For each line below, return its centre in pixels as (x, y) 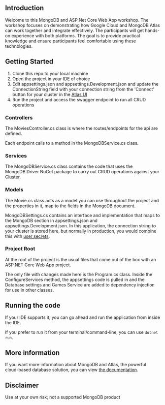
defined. (14, 133)
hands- (152, 30)
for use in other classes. (30, 290)
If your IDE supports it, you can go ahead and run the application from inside (82, 317)
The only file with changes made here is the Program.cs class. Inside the (79, 274)
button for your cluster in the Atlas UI (50, 94)
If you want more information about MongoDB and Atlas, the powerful (76, 365)
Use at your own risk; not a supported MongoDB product (63, 397)
